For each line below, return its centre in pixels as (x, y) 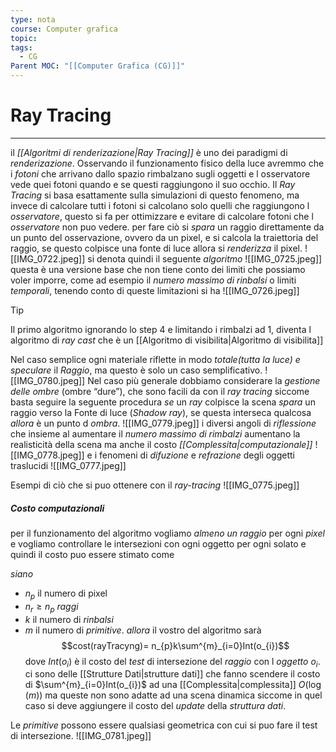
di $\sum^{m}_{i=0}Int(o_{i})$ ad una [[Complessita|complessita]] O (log (173, 685)
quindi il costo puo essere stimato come (92, 554)
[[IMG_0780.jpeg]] (48, 380)
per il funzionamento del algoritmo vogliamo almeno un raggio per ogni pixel (167, 533)
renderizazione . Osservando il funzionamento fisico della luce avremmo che (167, 163)
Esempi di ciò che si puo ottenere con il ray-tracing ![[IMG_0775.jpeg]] (155, 485)
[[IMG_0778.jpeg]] (47, 455)
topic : (24, 38)
